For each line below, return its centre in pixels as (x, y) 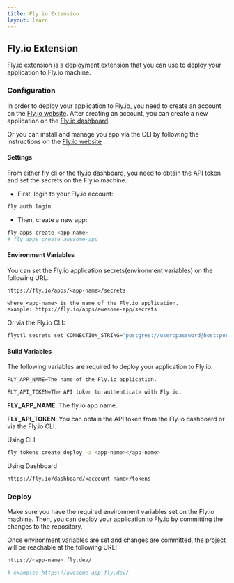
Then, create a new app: (52, 219)
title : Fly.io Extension (43, 14)
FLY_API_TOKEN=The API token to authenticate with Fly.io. (95, 392)
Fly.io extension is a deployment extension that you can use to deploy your (114, 65)
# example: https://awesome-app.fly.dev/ (68, 573)
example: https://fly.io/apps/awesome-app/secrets (82, 310)
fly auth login (29, 206)
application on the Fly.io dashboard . (58, 121)
